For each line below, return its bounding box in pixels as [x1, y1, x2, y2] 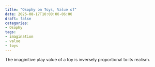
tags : [5, 30, 16, 34]
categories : [5, 20, 29, 26]
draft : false [5, 16, 31, 21]
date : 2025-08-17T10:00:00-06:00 [5, 12, 73, 17]
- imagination [5, 34, 34, 39]
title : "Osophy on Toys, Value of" [5, 7, 77, 12]
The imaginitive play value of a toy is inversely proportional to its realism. [5, 56, 150, 62]
